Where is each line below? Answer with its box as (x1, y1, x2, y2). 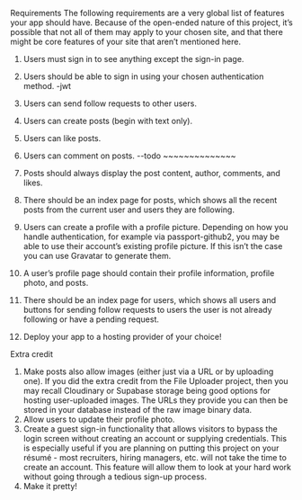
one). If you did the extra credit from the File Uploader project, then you (22, 376, 289, 386)
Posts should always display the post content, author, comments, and (22, 168, 281, 178)
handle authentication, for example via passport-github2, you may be (22, 231, 280, 242)
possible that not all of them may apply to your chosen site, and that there (10, 27, 284, 37)
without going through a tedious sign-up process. (22, 471, 208, 482)
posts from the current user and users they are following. (22, 204, 235, 215)
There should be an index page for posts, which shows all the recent (22, 195, 278, 205)
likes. (22, 177, 43, 188)
